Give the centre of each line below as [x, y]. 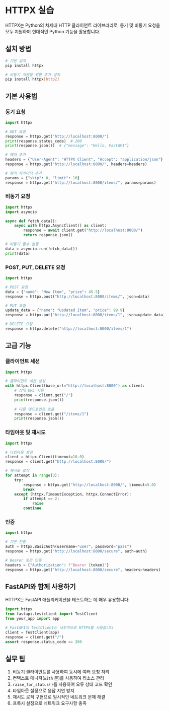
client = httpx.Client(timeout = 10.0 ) [45, 457]
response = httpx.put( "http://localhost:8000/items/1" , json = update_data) [85, 315]
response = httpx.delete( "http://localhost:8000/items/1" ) [68, 329]
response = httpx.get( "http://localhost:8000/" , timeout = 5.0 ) [90, 485]
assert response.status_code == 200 [44, 642]
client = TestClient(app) [32, 632]
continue [32, 508]
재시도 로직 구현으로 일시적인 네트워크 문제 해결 [59, 697]
